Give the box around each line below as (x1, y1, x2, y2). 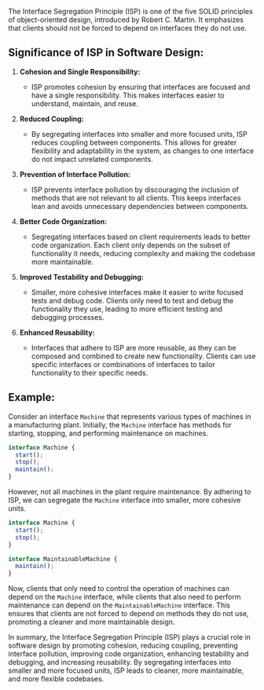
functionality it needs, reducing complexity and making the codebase (31, 248, 255, 258)
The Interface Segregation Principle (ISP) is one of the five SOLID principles (8, 7, 253, 16)
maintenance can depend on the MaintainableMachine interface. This (8, 600, 230, 610)
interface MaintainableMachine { (8, 555, 118, 563)
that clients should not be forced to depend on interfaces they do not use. (8, 24, 247, 32)
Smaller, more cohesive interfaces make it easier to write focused (31, 287, 244, 297)
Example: (8, 391, 55, 404)
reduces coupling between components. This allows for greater (31, 138, 237, 147)
